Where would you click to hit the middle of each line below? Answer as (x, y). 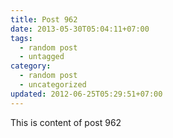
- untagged (42, 57)
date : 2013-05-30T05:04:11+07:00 (80, 29)
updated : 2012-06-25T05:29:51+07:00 (86, 94)
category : (31, 66)
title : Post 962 (44, 19)
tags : (21, 38)
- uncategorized (53, 85)
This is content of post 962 (66, 122)
